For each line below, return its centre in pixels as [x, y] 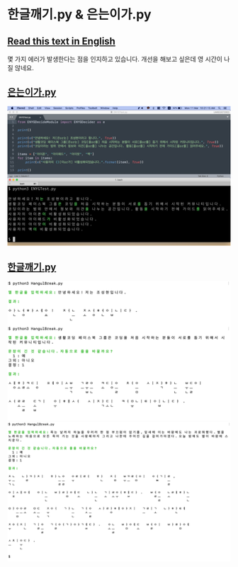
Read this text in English [61, 41]
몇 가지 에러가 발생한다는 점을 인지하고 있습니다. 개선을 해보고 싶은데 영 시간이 [115, 59]
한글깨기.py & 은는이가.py [79, 15]
